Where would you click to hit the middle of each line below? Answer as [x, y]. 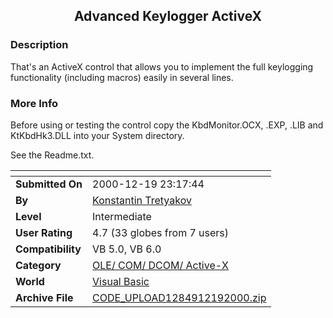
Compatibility [48, 249]
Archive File [44, 297]
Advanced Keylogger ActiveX [168, 16]
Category [38, 265]
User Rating [44, 232]
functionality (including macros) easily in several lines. [122, 77]
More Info [34, 103]
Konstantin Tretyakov [142, 200]
